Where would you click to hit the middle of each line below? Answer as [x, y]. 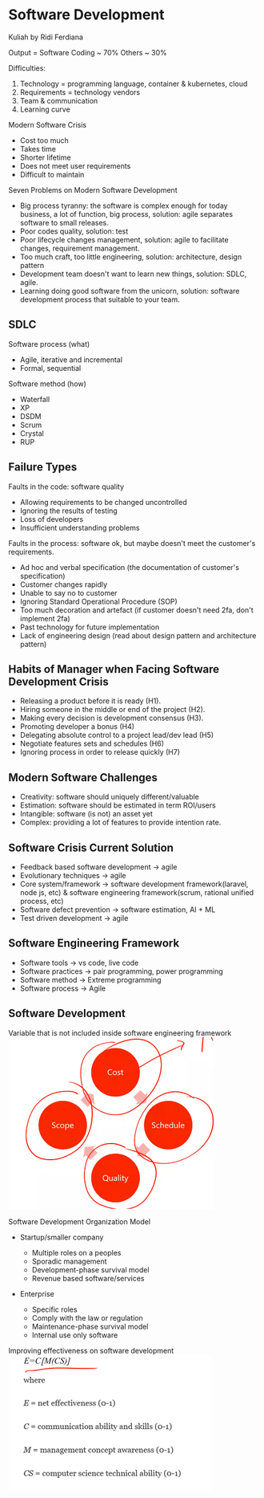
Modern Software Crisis [47, 124]
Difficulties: [27, 68]
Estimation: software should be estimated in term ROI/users [118, 805]
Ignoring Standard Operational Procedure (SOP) [98, 601]
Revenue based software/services [88, 1278]
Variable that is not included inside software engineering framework [120, 1032]
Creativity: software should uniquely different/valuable [110, 797]
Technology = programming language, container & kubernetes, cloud [134, 83]
